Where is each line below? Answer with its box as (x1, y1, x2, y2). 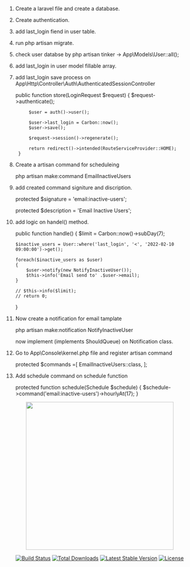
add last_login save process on (15, 74, 91, 80)
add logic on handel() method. (15, 218, 89, 225)
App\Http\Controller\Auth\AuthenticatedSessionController (15, 80, 156, 87)
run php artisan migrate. (15, 40, 74, 46)
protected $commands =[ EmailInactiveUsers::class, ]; (15, 361, 148, 368)
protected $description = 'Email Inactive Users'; (15, 207, 132, 214)
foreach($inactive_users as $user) (15, 257, 103, 263)
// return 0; (15, 293, 48, 299)
